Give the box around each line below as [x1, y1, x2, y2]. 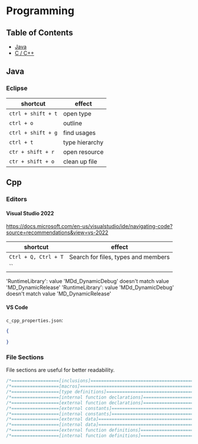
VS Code [6, 304, 28, 311]
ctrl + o [9, 120, 34, 126]
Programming [6, 4, 75, 18]
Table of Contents [6, 28, 74, 38]
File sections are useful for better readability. [6, 367, 115, 374]
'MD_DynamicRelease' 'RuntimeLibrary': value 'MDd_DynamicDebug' [6, 284, 174, 291]
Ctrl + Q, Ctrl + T [9, 254, 64, 261]
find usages [62, 129, 96, 137]
